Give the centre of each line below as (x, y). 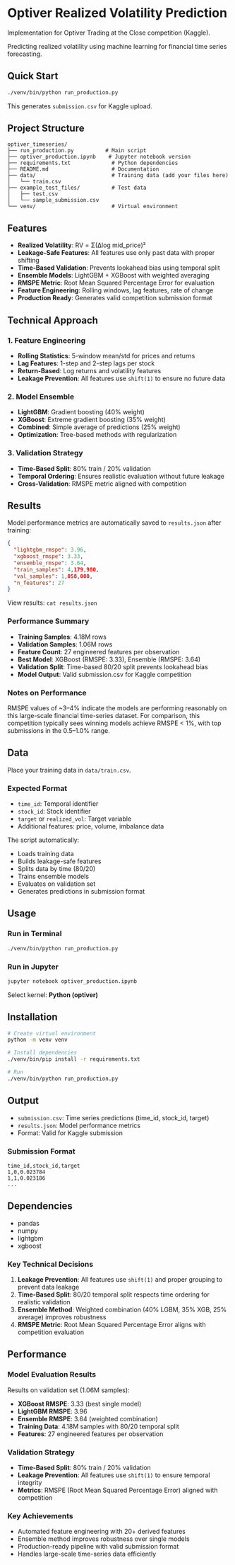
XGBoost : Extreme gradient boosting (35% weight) (91, 420)
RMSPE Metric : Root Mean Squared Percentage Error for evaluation (116, 283)
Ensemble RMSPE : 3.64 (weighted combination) (88, 1418)
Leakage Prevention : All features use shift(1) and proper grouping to (120, 1280)
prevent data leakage (48, 1287)
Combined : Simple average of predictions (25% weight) (99, 427)
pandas (29, 1223)
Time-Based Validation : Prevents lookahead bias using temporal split (119, 268)
